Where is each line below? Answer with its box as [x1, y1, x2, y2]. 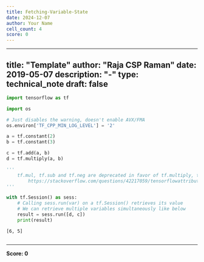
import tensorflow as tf [6, 95, 69, 101]
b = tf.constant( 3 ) [6, 139, 56, 145]
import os [6, 106, 32, 112]
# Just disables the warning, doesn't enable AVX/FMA [6, 117, 146, 123]
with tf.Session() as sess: [6, 195, 78, 201]
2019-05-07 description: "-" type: [6, 69, 139, 80]
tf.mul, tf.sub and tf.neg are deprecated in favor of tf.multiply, [17, 172, 194, 178]
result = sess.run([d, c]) [17, 212, 86, 218]
